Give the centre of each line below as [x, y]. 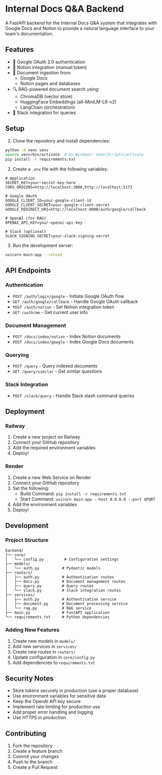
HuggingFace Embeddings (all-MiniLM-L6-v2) [68, 101]
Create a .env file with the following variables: [60, 169]
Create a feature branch [37, 751]
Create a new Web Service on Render [52, 477]
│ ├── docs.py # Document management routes [65, 582]
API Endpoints [28, 271]
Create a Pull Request [35, 767]
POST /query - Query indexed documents [55, 366]
